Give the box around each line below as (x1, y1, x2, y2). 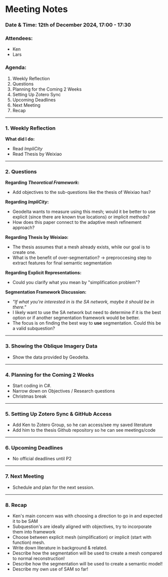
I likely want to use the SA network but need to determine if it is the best (12, 310, 161, 316)
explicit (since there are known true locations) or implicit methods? (12, 214, 150, 220)
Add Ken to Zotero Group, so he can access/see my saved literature (12, 422, 152, 428)
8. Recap (5, 501, 27, 508)
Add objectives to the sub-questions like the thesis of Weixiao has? (12, 189, 151, 195)
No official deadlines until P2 (12, 456, 72, 462)
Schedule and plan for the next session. (12, 484, 94, 490)
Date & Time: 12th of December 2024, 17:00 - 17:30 (5, 22, 131, 29)
